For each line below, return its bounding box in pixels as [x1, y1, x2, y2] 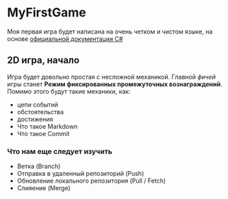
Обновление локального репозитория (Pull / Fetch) [16, 176, 166, 185]
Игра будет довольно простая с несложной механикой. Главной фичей [7, 72, 216, 81]
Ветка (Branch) [16, 162, 61, 170]
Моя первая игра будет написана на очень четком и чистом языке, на [7, 27, 213, 36]
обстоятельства [16, 107, 64, 116]
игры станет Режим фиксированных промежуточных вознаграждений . [7, 80, 223, 88]
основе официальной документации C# [7, 34, 123, 42]
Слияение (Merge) [16, 184, 71, 192]
